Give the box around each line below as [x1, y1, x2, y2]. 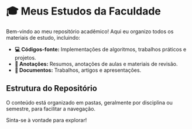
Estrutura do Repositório [6, 83, 98, 93]
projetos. [14, 54, 36, 61]
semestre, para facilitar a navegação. [6, 105, 95, 112]
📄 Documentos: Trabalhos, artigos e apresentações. [14, 67, 142, 74]
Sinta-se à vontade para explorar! [6, 116, 87, 123]
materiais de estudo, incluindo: [6, 34, 81, 41]
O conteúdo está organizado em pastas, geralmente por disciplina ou [6, 99, 173, 106]
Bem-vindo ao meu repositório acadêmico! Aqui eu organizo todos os [6, 27, 174, 35]
